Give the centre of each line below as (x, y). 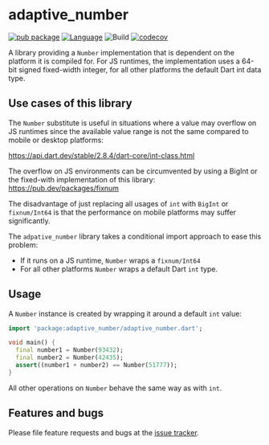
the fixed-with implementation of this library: (82, 179)
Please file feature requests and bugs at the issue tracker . (104, 432)
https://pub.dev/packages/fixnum (63, 188)
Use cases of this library (70, 103)
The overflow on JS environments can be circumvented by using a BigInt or (133, 171)
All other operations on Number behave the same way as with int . (115, 388)
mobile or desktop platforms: (56, 140)
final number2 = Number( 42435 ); (70, 358)
